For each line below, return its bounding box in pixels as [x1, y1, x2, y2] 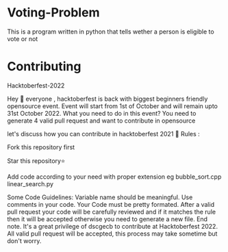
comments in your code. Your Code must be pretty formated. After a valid [7, 200, 214, 208]
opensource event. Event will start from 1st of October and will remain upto [7, 101, 218, 110]
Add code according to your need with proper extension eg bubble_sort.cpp [7, 173, 222, 181]
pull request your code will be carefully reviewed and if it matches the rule [7, 207, 216, 216]
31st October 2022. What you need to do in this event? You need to [7, 109, 197, 117]
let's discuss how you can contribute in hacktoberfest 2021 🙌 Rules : [7, 129, 200, 138]
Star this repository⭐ [7, 156, 66, 165]
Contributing [7, 59, 81, 75]
